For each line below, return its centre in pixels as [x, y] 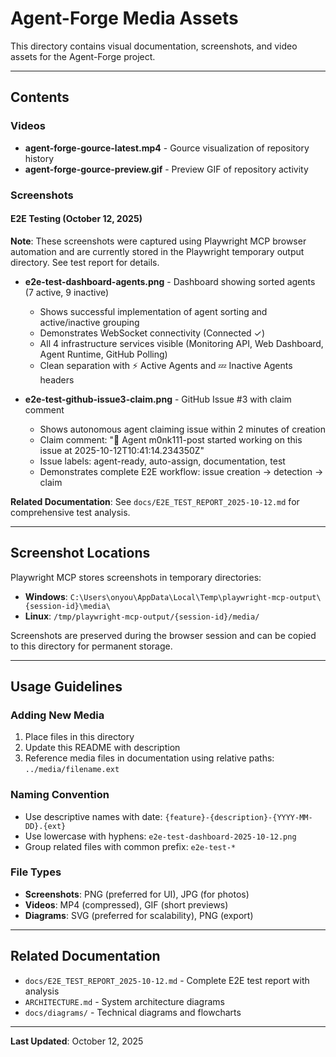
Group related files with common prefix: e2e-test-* [130, 846]
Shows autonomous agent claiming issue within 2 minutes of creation [182, 429]
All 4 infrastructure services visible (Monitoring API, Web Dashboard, [181, 343]
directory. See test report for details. [85, 262]
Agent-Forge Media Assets [124, 18]
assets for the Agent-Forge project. [83, 56]
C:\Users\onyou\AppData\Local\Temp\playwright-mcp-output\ [195, 597]
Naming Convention [60, 795]
